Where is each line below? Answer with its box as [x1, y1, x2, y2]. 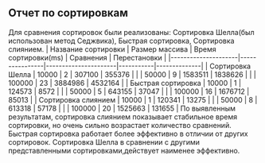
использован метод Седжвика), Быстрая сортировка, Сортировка [8, 36, 235, 45]
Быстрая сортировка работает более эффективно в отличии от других [8, 129, 248, 138]
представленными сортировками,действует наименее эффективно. [8, 146, 240, 155]
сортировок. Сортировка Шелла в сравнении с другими [8, 137, 201, 146]
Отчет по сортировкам [8, 6, 129, 20]
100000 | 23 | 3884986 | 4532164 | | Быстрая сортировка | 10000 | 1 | [8, 78, 241, 87]
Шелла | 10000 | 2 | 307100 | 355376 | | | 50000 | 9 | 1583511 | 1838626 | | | [8, 69, 256, 79]
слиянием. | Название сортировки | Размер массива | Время [8, 44, 216, 54]
